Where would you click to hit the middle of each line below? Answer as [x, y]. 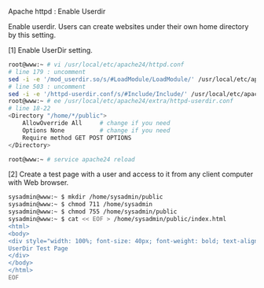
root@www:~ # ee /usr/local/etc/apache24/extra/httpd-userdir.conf [121, 102]
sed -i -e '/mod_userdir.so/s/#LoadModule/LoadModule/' [101, 79]
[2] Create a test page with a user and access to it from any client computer [131, 174]
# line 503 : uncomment [47, 87]
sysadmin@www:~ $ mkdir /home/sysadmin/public [86, 197]
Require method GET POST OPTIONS [77, 138]
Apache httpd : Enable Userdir [57, 11]
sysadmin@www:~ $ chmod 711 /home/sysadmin [81, 205]
